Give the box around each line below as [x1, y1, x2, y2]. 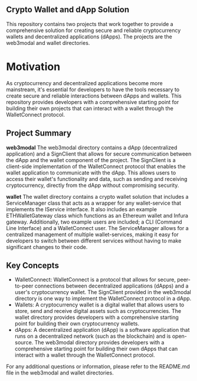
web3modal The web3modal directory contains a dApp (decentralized [6, 144, 178, 151]
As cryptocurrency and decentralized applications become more [6, 79, 163, 86]
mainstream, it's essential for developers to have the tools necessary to [6, 86, 180, 93]
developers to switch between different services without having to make [6, 237, 182, 244]
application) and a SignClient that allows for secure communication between [6, 150, 192, 157]
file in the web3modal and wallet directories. [6, 369, 114, 376]
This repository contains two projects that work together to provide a [6, 20, 173, 27]
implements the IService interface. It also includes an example [6, 205, 157, 212]
